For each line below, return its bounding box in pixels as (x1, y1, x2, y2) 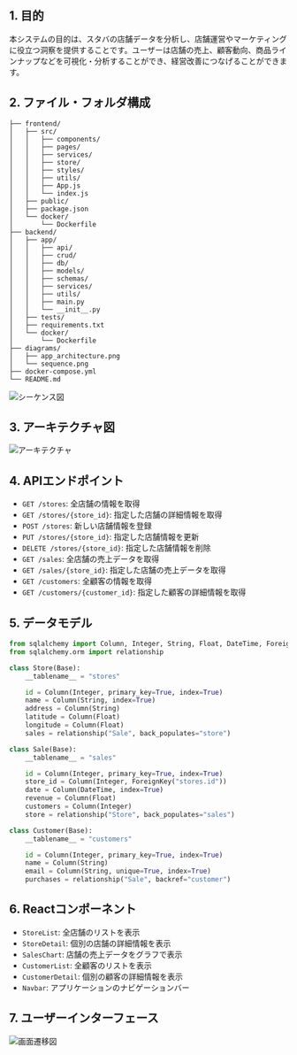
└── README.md (9, 374, 62, 383)
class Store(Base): (9, 663, 81, 673)
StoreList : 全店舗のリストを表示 (21, 927, 141, 937)
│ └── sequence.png (9, 359, 89, 368)
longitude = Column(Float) (25, 720, 125, 730)
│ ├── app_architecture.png (9, 351, 121, 360)
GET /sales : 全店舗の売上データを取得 (21, 554, 160, 565)
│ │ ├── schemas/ (9, 273, 89, 283)
